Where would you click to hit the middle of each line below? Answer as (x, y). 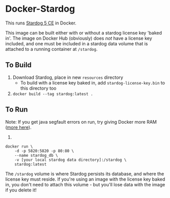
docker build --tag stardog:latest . (53, 94)
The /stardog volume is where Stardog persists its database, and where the (85, 174)
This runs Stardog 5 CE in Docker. (41, 23)
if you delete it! (21, 190)
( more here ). (18, 127)
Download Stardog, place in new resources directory (68, 77)
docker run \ (19, 146)
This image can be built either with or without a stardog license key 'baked (84, 33)
